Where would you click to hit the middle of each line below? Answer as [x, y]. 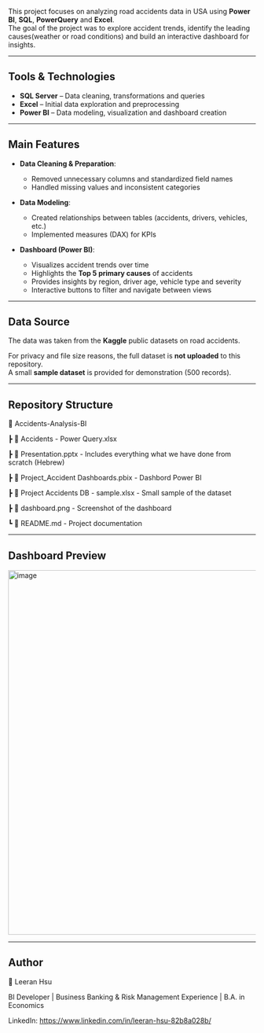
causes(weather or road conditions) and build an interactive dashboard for [129, 36]
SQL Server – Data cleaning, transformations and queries [112, 96]
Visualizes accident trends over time [90, 265]
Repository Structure [61, 404]
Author [26, 963]
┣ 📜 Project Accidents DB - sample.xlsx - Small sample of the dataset [120, 493]
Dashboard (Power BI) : [57, 249]
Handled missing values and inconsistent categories [115, 187]
